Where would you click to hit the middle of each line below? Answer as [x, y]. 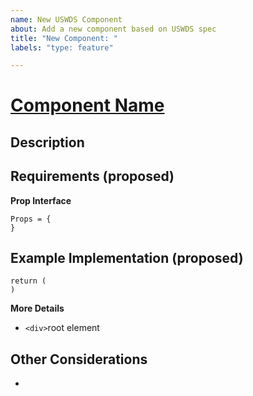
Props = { [31, 219]
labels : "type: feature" [62, 47]
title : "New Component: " [64, 38]
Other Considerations [79, 359]
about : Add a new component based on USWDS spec [113, 29]
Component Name [87, 105]
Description [47, 142]
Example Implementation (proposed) [127, 258]
